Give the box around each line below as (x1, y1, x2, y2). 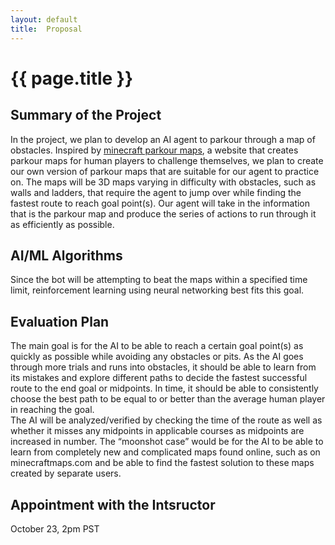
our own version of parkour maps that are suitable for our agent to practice (10, 165, 320, 177)
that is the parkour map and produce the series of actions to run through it (10, 207, 317, 220)
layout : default (10, 14, 78, 25)
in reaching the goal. (10, 404, 95, 416)
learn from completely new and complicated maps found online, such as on (10, 446, 321, 458)
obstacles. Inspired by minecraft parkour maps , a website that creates (10, 144, 299, 156)
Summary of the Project (10, 107, 162, 124)
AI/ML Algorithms (10, 247, 123, 264)
